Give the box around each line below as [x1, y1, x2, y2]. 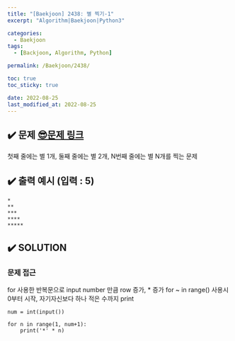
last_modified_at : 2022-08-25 [7, 100, 97, 108]
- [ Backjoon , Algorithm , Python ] [13, 50, 113, 57]
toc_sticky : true [7, 81, 59, 88]
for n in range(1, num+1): [7, 320, 87, 328]
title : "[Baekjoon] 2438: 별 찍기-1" [7, 10, 115, 18]
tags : [7, 43, 23, 50]
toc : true [7, 75, 37, 82]
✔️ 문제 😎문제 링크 [7, 129, 84, 141]
